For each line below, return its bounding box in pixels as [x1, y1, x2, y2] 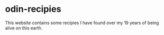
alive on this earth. [5, 25, 43, 31]
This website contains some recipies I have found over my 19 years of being [5, 20, 159, 26]
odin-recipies [5, 3, 62, 15]
